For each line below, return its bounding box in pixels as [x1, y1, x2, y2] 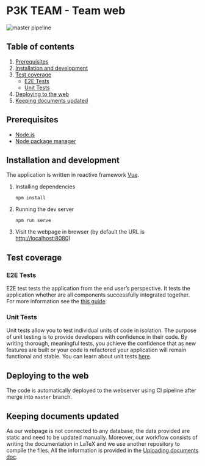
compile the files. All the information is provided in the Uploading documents [6, 446, 199, 454]
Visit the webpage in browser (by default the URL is [15, 228, 145, 235]
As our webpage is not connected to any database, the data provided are [6, 427, 190, 434]
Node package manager [15, 137, 76, 144]
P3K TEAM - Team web [6, 4, 126, 18]
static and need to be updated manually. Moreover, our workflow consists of [6, 434, 198, 441]
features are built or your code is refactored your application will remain [6, 346, 187, 353]
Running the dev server [15, 205, 74, 213]
